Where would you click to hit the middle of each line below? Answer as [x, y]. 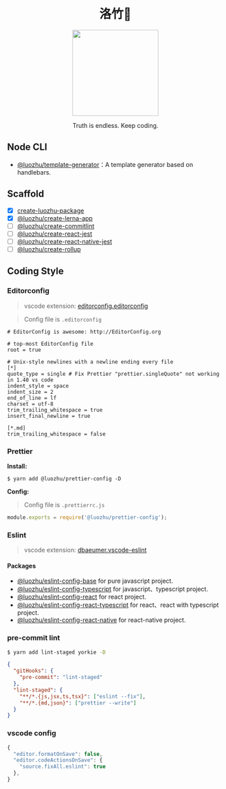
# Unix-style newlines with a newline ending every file [90, 362]
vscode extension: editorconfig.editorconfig [86, 306]
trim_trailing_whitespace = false [57, 434]
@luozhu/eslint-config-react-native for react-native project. [101, 620]
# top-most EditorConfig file [50, 344]
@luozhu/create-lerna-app [55, 218]
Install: [17, 466]
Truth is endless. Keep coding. [115, 125]
